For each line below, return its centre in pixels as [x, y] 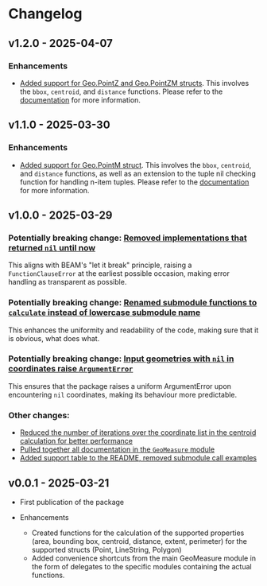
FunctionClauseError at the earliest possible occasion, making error [119, 274]
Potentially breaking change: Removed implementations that [128, 238]
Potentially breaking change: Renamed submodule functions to [133, 303]
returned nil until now [52, 247]
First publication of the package [72, 502]
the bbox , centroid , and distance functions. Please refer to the [121, 91]
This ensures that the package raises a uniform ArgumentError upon [120, 386]
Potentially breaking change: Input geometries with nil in [121, 359]
